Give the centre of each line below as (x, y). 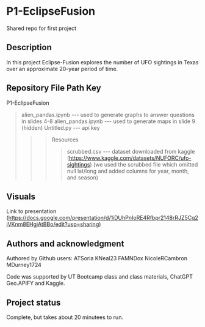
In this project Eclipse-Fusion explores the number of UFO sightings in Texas (103, 62)
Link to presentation (31, 211)
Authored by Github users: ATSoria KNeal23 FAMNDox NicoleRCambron (97, 258)
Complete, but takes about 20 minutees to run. (65, 317)
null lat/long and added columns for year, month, (128, 171)
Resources (65, 140)
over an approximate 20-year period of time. (62, 69)
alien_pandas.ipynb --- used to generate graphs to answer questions (108, 115)
